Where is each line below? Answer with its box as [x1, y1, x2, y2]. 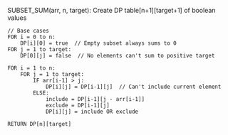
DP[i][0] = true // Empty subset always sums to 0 [20, 40, 177, 47]
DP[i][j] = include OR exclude [45, 108, 139, 115]
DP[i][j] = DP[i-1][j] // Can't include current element [45, 83, 222, 90]
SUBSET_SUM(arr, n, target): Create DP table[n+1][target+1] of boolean [7, 6, 216, 14]
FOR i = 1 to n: [7, 65, 56, 72]
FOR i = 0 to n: [7, 33, 56, 40]
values [7, 13, 27, 22]
